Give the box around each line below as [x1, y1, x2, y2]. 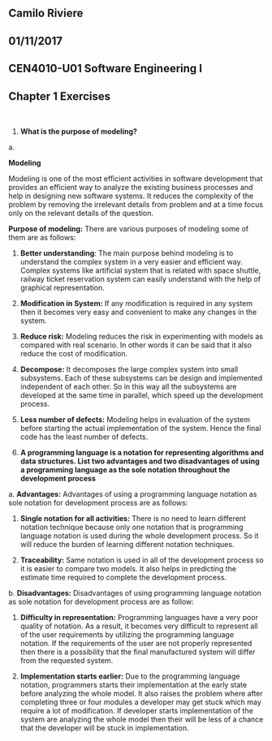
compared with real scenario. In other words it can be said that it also [19, 340, 252, 350]
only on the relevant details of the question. [8, 208, 154, 218]
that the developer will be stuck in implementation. [19, 722, 189, 733]
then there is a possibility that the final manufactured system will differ [19, 647, 256, 657]
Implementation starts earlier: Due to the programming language [19, 671, 240, 681]
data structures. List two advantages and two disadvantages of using [19, 456, 260, 466]
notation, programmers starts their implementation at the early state [19, 679, 248, 689]
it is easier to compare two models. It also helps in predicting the [19, 563, 237, 573]
